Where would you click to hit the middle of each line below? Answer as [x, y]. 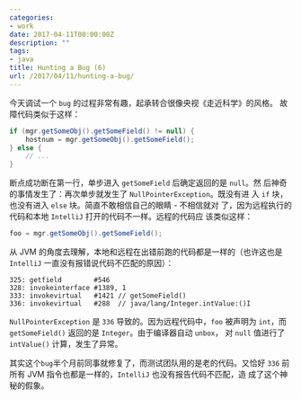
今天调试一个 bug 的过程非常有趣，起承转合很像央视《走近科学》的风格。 [144, 102]
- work [22, 26]
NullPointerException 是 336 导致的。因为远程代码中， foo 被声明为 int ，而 [148, 321]
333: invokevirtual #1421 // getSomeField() [98, 296]
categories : [31, 18]
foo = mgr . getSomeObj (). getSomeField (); [86, 234]
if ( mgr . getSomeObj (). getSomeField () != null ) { [102, 131]
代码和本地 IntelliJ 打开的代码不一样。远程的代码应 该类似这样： [131, 217]
